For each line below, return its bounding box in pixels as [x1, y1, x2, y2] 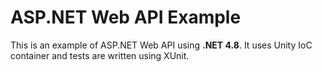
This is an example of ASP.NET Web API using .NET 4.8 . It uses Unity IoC [10, 39, 313, 51]
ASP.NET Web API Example [10, 6, 242, 29]
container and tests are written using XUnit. [10, 49, 190, 61]
